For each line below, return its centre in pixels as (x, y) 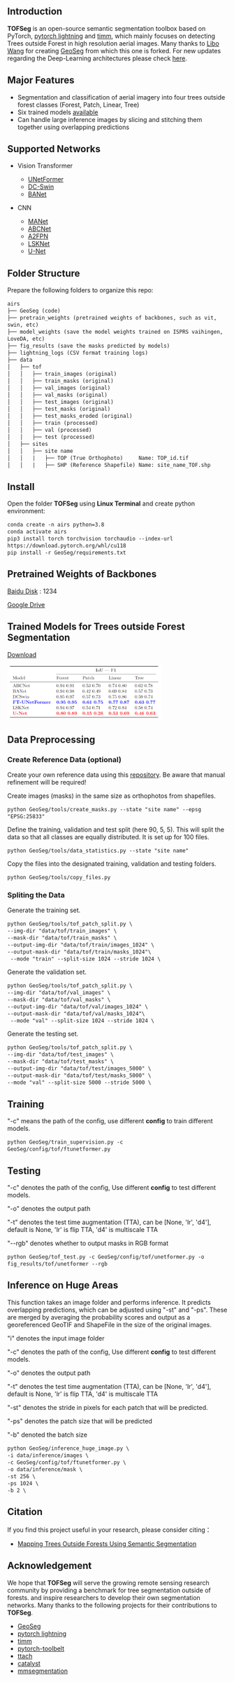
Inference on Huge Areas (63, 1286)
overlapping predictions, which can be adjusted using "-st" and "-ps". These (117, 1310)
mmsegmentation (43, 1671)
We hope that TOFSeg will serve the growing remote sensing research (108, 1582)
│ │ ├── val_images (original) (59, 388)
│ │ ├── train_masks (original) (60, 381)
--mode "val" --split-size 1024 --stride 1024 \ (82, 1021)
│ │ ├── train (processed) (53, 423)
